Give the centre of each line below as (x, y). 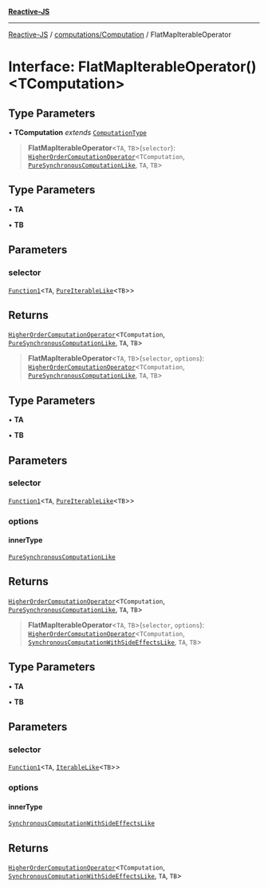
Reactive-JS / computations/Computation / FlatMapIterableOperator (120, 34)
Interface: (42, 67)
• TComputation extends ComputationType (78, 132)
